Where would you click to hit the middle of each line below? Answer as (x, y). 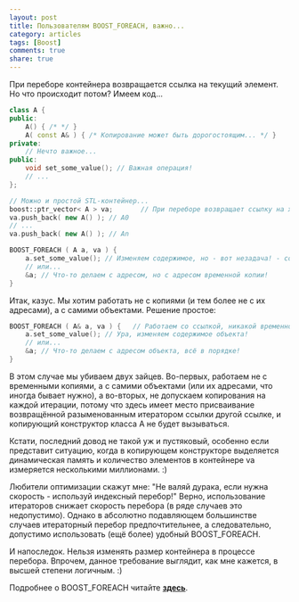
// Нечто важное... (61, 152)
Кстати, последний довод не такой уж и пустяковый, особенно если (139, 441)
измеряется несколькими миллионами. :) (88, 469)
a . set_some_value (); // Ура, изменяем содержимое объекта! (137, 334)
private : (25, 144)
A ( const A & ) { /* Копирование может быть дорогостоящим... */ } (151, 135)
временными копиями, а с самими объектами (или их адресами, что (141, 385)
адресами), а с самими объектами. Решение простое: (113, 309)
